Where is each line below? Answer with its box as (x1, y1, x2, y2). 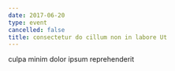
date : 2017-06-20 (8, 11, 65, 20)
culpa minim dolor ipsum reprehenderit (8, 55, 135, 64)
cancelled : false (8, 26, 65, 34)
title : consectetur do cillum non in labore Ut (8, 33, 168, 41)
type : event (8, 19, 47, 27)
